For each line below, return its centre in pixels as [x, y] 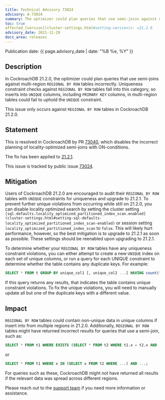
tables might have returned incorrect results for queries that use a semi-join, [82, 331]
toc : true [15, 23]
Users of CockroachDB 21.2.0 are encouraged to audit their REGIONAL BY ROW [82, 193]
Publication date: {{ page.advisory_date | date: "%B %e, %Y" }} [69, 51]
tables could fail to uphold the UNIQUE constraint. [54, 100]
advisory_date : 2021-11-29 [33, 33]
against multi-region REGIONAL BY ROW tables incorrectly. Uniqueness [74, 84]
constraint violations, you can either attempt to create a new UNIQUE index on [82, 254]
